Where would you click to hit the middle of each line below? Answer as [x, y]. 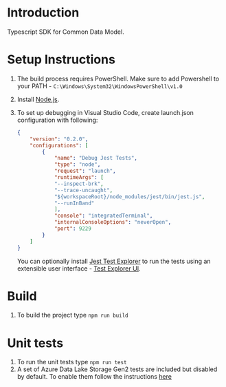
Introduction [43, 13]
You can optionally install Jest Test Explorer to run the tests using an [114, 261]
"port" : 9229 [72, 229]
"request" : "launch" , [85, 171]
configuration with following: [57, 120]
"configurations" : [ [59, 145]
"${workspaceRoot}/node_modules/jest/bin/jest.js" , [129, 197]
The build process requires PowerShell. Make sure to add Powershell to [118, 79]
